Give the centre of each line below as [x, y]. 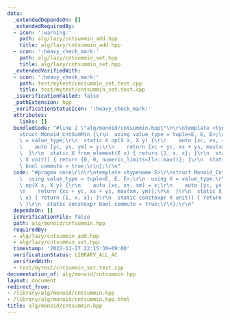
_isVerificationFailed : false [56, 96]
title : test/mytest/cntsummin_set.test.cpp [82, 90]
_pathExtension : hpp [42, 103]
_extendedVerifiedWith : [47, 70]
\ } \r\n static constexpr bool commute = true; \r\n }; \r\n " [107, 204]
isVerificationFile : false [52, 217]
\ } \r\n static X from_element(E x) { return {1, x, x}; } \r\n [115, 154]
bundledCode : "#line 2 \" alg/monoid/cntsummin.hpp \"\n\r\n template [112, 128]
